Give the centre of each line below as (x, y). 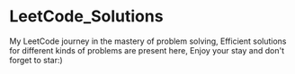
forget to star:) (36, 60)
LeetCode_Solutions (86, 16)
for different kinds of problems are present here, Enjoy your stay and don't (147, 50)
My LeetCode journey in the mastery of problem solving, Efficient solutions (148, 41)
